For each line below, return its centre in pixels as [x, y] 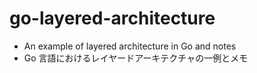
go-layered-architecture [112, 18]
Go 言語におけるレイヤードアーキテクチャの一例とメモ [136, 58]
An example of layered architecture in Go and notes [130, 46]
